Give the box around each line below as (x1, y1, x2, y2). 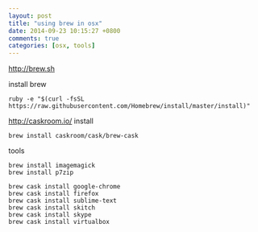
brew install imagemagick (8, 162, 95, 170)
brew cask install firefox (8, 190, 99, 198)
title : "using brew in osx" (8, 19, 103, 27)
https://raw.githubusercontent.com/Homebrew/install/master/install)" (8, 102, 251, 110)
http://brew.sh (8, 64, 55, 73)
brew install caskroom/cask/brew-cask (8, 132, 139, 140)
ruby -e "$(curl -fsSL (8, 95, 85, 103)
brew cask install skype (8, 211, 92, 219)
